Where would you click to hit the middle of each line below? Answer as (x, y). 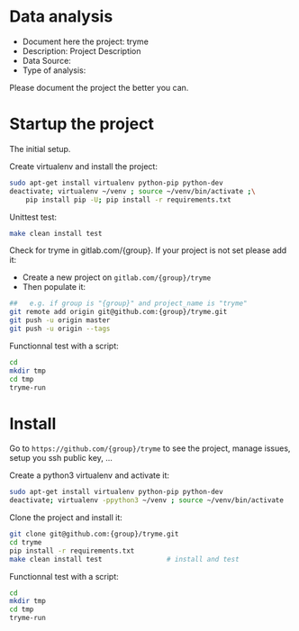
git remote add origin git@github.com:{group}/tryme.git (118, 312)
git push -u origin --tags (60, 329)
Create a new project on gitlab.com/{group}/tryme (117, 277)
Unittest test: (33, 217)
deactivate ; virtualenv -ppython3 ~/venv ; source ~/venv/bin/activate (146, 500)
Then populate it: (54, 287)
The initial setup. (40, 149)
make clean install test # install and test (125, 559)
